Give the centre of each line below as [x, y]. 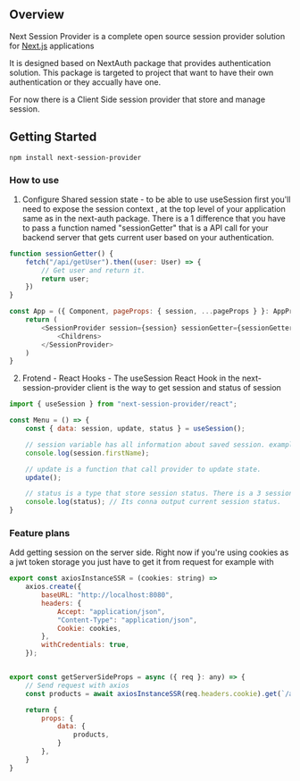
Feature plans [40, 533]
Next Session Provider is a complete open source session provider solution [147, 36]
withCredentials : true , [85, 645]
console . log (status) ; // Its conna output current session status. [153, 502]
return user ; [66, 279]
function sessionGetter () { [62, 254]
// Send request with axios [77, 685]
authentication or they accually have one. [85, 82]
